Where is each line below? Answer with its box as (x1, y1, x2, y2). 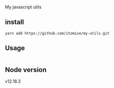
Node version (5, 66, 47, 74)
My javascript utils (5, 4, 42, 10)
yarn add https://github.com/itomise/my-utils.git (5, 31, 110, 36)
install (5, 18, 24, 26)
